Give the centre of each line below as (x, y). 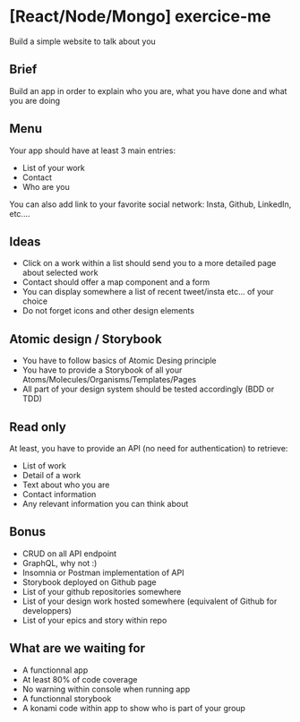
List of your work (53, 168)
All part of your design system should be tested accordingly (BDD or (148, 389)
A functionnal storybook (67, 698)
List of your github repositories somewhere (102, 591)
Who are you (46, 186)
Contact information (59, 494)
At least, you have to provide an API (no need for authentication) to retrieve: (149, 448)
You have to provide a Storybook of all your (102, 370)
